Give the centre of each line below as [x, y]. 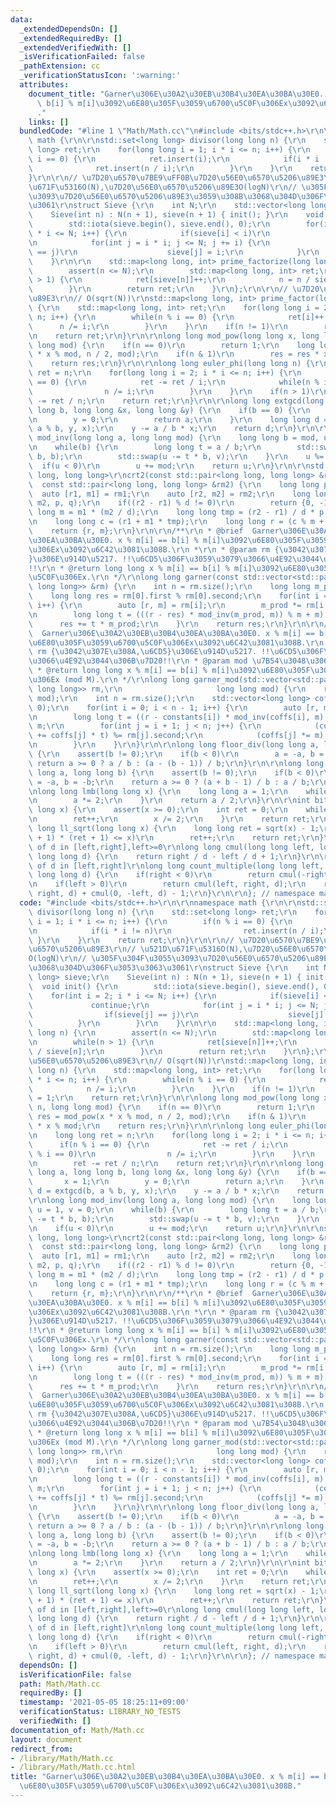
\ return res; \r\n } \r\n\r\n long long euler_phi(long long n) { [169, 364]
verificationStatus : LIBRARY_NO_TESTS [100, 1712]
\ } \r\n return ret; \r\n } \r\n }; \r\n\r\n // [158, 289]
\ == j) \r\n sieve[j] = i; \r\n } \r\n [174, 252]
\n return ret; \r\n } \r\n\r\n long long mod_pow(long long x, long [174, 336]
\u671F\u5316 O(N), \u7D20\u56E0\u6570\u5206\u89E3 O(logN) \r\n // [163, 187]
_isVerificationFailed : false [82, 57]
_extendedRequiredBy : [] [71, 38]
